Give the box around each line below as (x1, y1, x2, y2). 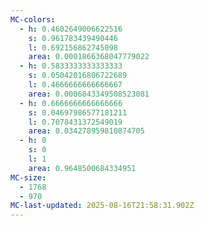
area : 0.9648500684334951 (28, 163, 137, 173)
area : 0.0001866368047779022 (28, 52, 150, 62)
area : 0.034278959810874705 (28, 126, 145, 136)
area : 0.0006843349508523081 (28, 89, 150, 99)
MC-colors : (10, 14, 56, 25)
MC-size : (10, 172, 47, 183)
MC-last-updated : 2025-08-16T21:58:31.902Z (10, 201, 195, 211)
